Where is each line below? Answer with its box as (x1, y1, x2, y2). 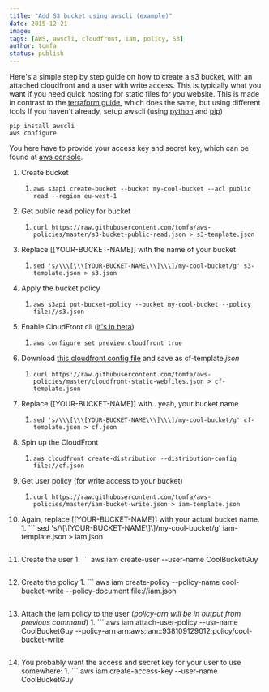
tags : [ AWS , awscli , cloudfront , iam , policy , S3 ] (9, 34, 184, 43)
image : (9, 27, 32, 35)
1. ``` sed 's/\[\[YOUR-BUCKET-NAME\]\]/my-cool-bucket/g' (20, 523, 221, 532)
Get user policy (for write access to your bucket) (20, 476, 183, 485)
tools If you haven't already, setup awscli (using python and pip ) (9, 106, 224, 116)
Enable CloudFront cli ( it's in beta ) (20, 322, 134, 331)
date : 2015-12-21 (9, 19, 68, 28)
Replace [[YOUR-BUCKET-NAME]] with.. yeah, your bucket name (20, 399, 239, 408)
